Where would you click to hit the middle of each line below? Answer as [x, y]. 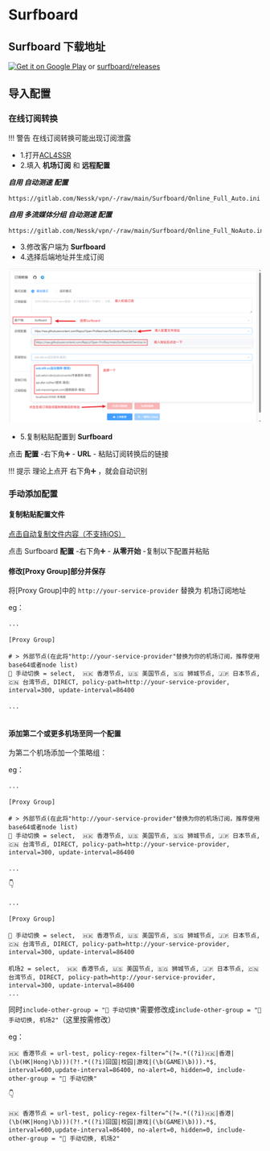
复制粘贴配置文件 [37, 514]
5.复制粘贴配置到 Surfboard [66, 436]
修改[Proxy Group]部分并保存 [57, 571]
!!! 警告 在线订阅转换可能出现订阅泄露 [70, 138]
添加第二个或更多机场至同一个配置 [65, 733]
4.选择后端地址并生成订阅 [62, 256]
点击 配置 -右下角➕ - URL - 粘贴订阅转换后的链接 [88, 454]
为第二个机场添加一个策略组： [57, 753]
